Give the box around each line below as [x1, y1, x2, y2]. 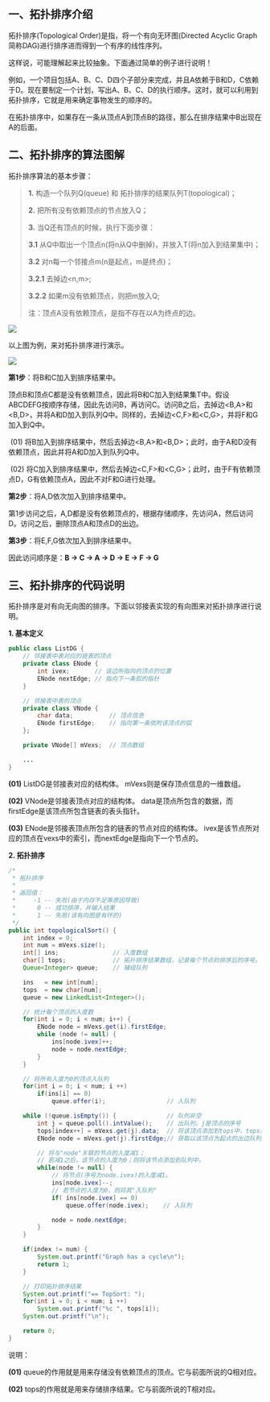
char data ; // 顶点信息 [37, 711, 145, 720]
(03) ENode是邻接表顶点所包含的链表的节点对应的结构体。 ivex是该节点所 [8, 823, 253, 832]
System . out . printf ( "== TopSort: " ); [22, 1290, 146, 1298]
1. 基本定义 [8, 628, 44, 638]
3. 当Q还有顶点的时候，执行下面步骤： [27, 222, 155, 232]
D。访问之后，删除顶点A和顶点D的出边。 [8, 518, 143, 528]
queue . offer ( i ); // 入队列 [51, 1097, 196, 1105]
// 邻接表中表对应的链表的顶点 [22, 652, 112, 661]
